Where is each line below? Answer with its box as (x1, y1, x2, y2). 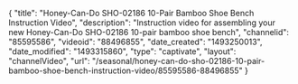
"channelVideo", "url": (8, 56, 91, 66)
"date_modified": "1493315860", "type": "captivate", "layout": (8, 46, 237, 57)
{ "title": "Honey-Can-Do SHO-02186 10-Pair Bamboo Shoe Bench (8, 8, 255, 18)
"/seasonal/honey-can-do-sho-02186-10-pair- (92, 56, 265, 66)
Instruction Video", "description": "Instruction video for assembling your (8, 17, 276, 28)
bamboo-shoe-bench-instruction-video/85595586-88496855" (8, 65, 243, 76)
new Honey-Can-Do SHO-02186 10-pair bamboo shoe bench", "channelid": (8, 27, 290, 37)
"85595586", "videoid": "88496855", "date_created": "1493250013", (8, 36, 263, 47)
